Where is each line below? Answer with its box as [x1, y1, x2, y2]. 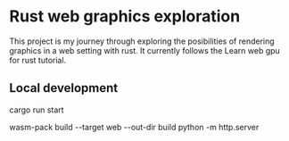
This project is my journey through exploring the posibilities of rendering [9, 36, 275, 46]
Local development [9, 80, 119, 95]
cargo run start [9, 104, 64, 115]
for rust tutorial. [9, 54, 67, 65]
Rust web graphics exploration [9, 6, 241, 27]
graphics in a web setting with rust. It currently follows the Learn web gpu [9, 45, 281, 55]
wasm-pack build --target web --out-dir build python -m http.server [9, 121, 260, 132]
